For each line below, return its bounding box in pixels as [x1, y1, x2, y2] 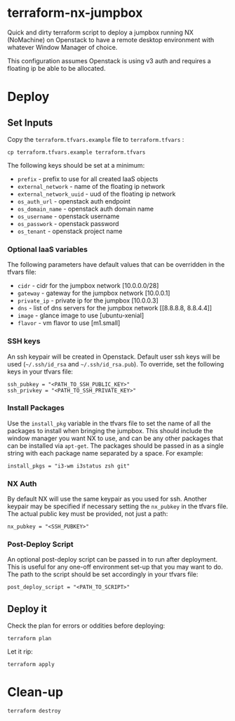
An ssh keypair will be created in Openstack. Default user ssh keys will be [7, 352, 220, 361]
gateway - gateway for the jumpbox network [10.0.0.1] [17, 289, 170, 298]
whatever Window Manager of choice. [7, 43, 118, 51]
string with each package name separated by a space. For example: [7, 449, 203, 457]
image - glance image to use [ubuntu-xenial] [17, 311, 145, 320]
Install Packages [7, 403, 65, 413]
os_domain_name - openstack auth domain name [17, 204, 154, 213]
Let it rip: [7, 647, 33, 656]
